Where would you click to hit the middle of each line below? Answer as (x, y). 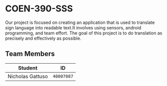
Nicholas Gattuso (28, 76)
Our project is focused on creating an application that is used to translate (80, 22)
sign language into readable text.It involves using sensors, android (73, 27)
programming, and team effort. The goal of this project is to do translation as (84, 33)
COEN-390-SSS (39, 9)
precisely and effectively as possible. (43, 38)
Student (28, 68)
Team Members (30, 54)
